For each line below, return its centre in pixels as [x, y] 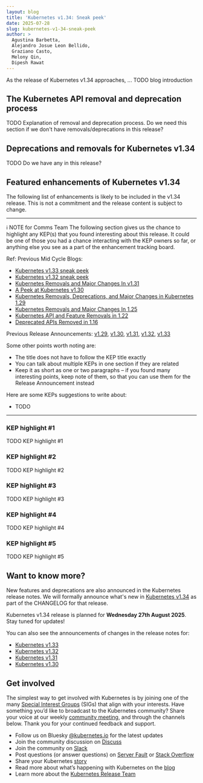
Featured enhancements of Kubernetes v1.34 [93, 182]
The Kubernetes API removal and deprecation [94, 98]
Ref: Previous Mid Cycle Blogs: [45, 259]
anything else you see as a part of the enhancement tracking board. [91, 247]
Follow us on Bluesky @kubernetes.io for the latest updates [89, 735]
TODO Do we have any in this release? [54, 163]
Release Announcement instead [55, 383]
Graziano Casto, [32, 52]
